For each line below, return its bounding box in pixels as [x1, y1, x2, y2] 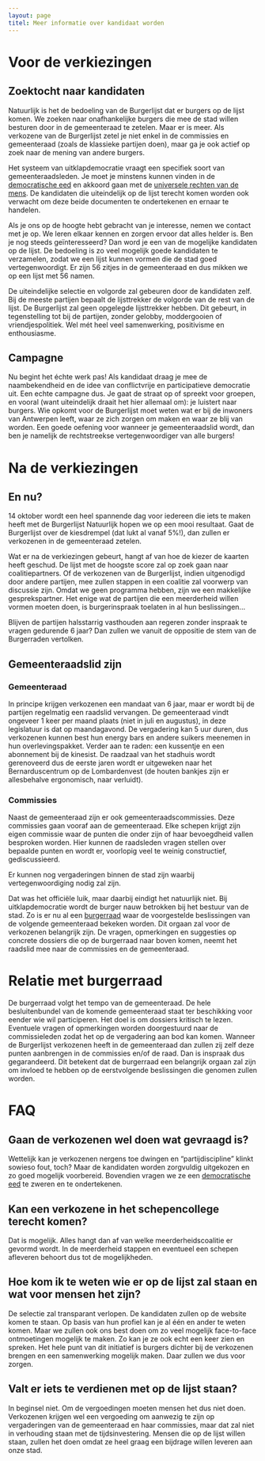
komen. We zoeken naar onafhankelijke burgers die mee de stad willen [8, 114, 239, 124]
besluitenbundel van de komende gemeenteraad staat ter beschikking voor [8, 1006, 253, 1016]
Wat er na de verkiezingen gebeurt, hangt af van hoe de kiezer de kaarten [8, 552, 249, 561]
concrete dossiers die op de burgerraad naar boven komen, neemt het [8, 936, 237, 945]
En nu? [8, 490, 43, 504]
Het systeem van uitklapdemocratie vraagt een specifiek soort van [8, 163, 225, 173]
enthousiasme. [8, 328, 57, 337]
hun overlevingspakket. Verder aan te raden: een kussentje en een [8, 741, 225, 751]
